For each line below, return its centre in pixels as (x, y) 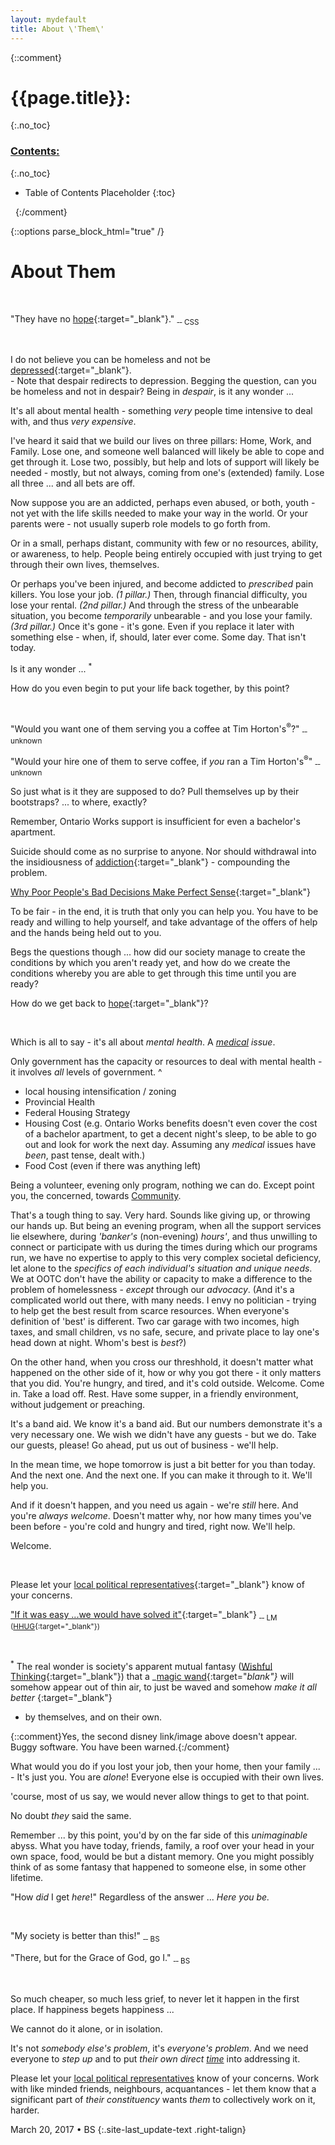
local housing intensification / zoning (100, 1092)
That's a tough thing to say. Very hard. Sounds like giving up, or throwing (160, 1215)
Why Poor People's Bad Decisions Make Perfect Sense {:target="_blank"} (161, 892)
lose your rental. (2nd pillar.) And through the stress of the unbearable (155, 605)
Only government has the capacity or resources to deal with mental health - (166, 1062)
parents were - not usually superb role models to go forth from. (140, 524)
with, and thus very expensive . (73, 422)
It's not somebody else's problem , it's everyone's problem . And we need (159, 2048)
